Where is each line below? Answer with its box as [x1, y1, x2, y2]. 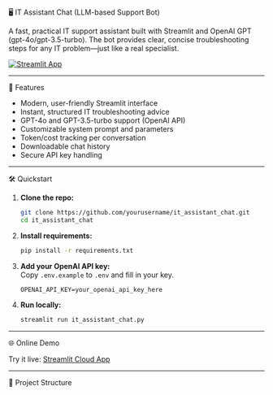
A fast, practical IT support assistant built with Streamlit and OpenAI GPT [8, 26, 252, 36]
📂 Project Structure [8, 377, 72, 387]
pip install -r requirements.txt [19, 246, 134, 254]
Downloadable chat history [19, 141, 110, 151]
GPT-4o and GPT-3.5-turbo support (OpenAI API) [19, 115, 186, 125]
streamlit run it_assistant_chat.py [19, 315, 145, 323]
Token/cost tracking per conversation [19, 133, 146, 142]
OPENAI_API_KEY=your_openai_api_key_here [19, 285, 162, 293]
